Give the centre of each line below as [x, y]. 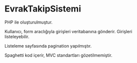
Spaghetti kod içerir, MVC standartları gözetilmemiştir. [59, 55]
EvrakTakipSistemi [43, 9]
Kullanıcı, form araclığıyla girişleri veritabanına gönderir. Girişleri [68, 31]
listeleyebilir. [17, 37]
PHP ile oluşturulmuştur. [29, 22]
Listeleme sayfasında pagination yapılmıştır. [48, 46]
